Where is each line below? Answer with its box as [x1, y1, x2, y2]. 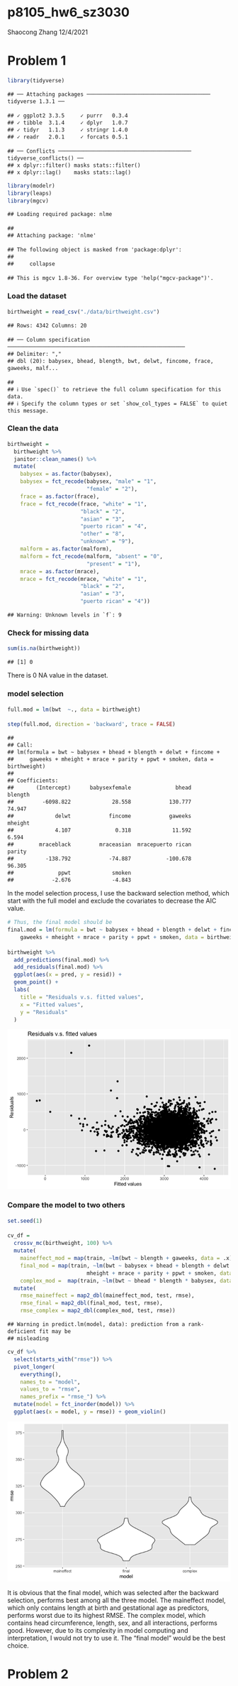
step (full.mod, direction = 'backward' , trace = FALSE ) [7, 721, 176, 728]
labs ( [13, 986, 30, 994]
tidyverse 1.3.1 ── [7, 97, 65, 105]
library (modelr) [7, 182, 55, 189]
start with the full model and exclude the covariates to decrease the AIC [7, 896, 217, 905]
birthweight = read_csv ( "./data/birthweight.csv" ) [7, 308, 160, 315]
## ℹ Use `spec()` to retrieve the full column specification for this [7, 386, 222, 393]
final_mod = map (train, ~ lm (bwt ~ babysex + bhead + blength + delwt [20, 1262, 230, 1269]
